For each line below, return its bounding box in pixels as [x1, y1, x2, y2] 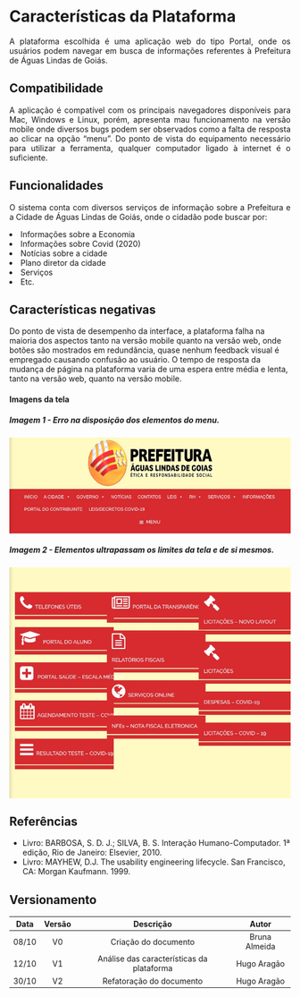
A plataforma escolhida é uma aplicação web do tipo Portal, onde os [9, 36, 291, 47]
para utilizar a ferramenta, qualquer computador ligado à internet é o [9, 142, 291, 153]
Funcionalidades [9, 178, 104, 193]
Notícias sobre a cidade [21, 248, 108, 259]
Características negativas [9, 302, 156, 317]
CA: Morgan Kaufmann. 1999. [21, 866, 131, 877]
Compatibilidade [9, 81, 104, 96]
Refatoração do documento [102, 976, 204, 986]
